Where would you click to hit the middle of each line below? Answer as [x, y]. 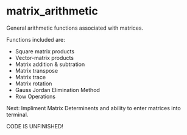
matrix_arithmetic [52, 11]
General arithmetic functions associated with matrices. [75, 28]
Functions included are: [36, 39]
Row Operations [35, 96]
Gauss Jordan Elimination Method [58, 90]
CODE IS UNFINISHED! [35, 126]
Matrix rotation [34, 84]
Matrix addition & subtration [50, 64]
